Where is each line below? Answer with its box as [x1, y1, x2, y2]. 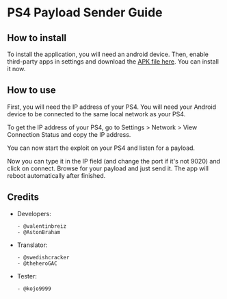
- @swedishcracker [16, 254, 70, 261]
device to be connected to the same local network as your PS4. [7, 109, 186, 118]
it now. [7, 65, 26, 73]
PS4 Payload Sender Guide [7, 5, 163, 21]
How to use [7, 84, 56, 96]
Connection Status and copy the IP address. [7, 130, 131, 138]
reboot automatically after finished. [7, 171, 106, 179]
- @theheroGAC [16, 260, 57, 267]
